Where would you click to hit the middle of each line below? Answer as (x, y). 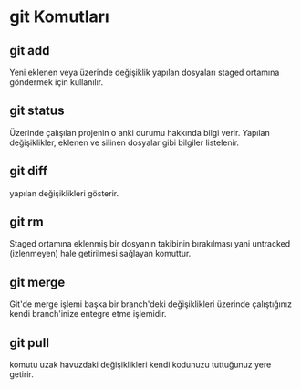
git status (37, 111)
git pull (30, 343)
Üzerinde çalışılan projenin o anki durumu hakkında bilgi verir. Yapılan (140, 132)
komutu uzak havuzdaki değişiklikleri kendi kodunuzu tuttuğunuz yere (140, 365)
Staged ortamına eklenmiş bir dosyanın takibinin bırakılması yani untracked (150, 244)
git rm (26, 222)
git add (30, 51)
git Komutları (59, 17)
